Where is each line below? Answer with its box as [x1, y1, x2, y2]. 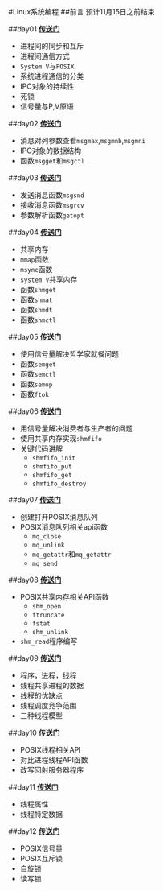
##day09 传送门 [8, 654, 62, 662]
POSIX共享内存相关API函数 [19, 592, 110, 601]
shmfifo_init [31, 454, 76, 462]
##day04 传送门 [8, 228, 62, 237]
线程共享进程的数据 [19, 681, 84, 690]
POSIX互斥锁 [19, 854, 63, 863]
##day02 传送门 [8, 119, 62, 128]
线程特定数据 [19, 810, 63, 819]
